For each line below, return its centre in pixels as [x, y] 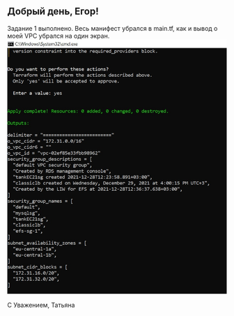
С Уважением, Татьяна [41, 305]
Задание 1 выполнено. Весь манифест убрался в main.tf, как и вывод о [112, 28]
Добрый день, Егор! [53, 12]
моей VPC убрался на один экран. [58, 36]
